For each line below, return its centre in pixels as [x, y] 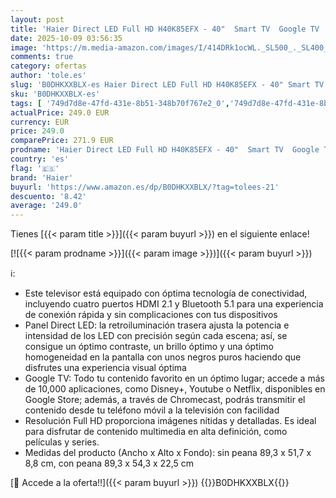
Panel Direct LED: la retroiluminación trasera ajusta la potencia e [157, 325]
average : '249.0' [46, 206]
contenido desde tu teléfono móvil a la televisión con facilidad [152, 410]
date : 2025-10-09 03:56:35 [66, 38]
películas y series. [62, 442]
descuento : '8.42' [48, 196]
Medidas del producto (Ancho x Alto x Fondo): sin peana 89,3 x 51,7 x [168, 453]
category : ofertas [48, 66]
